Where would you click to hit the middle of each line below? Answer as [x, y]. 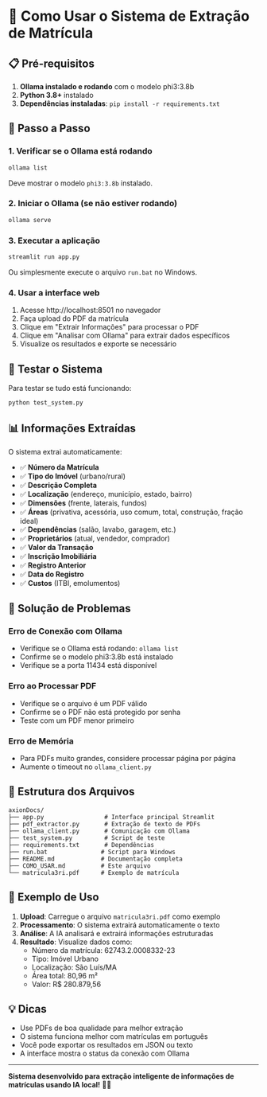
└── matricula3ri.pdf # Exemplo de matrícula [94, 873]
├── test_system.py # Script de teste [87, 838]
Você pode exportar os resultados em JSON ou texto [106, 1045]
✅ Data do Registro [52, 574]
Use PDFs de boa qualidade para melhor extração [101, 1028]
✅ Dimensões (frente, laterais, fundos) [83, 503]
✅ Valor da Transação [56, 547]
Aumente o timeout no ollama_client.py [86, 767]
